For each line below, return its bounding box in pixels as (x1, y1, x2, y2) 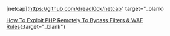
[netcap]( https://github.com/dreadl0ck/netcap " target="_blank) (6, 5, 165, 12)
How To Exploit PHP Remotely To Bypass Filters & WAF (6, 17, 143, 23)
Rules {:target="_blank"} (6, 23, 66, 30)
